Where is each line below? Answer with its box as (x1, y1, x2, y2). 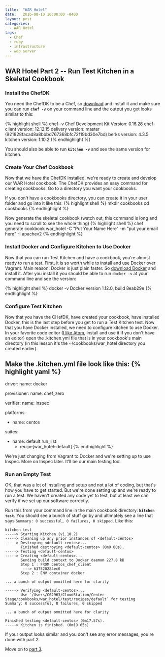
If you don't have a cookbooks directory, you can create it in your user (5, 195, 148, 201)
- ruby (9, 40, 23, 45)
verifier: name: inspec (5, 400, 49, 406)
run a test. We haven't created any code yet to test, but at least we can (5, 493, 149, 499)
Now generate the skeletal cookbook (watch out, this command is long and (5, 215, 158, 221)
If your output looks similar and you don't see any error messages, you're (5, 631, 154, 637)
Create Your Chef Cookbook (5, 164, 74, 171)
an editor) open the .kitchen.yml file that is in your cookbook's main (5, 335, 142, 341)
